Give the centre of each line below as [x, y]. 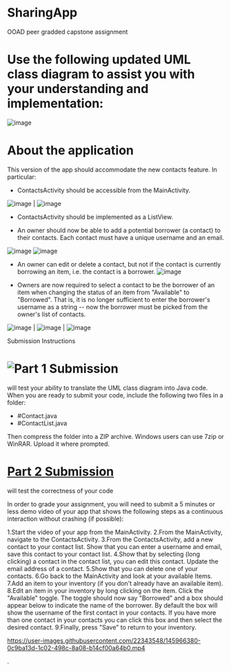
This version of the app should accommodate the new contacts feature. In [112, 169]
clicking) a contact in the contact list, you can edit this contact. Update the [113, 561]
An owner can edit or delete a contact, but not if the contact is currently [119, 264]
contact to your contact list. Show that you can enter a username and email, [115, 546]
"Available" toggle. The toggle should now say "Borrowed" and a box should [115, 598]
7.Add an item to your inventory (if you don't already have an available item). [115, 583]
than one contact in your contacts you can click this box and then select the [115, 620]
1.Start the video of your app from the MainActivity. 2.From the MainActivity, [115, 532]
